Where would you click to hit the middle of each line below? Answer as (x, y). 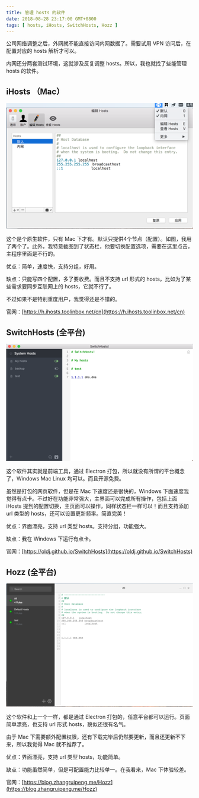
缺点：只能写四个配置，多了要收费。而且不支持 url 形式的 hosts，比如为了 (96, 279)
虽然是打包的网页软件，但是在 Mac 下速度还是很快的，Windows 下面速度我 (98, 491)
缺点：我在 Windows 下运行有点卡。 (50, 539)
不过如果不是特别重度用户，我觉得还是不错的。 (63, 299)
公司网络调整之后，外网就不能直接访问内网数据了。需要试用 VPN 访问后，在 (99, 43)
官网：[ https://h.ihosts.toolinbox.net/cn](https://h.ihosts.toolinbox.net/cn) (96, 312)
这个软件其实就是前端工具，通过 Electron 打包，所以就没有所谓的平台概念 (96, 471)
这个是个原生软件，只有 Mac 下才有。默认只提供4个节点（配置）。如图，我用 (99, 239)
